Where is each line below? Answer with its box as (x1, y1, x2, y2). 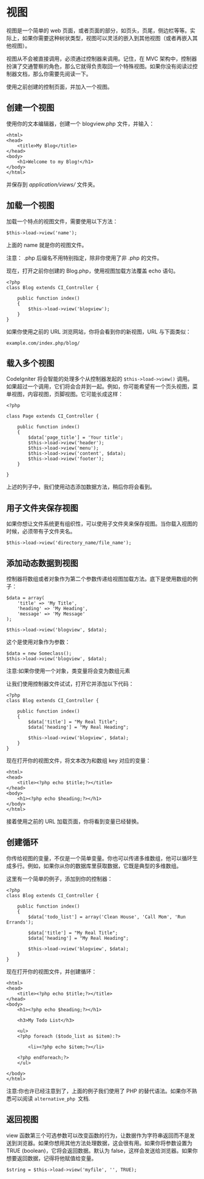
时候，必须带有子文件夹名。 (6, 527, 76, 535)
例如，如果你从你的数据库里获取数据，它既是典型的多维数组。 (27, 862, 182, 869)
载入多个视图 (6, 358, 55, 368)
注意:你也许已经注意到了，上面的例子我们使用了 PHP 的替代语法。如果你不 (6, 1087, 192, 1094)
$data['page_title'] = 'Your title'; (28, 434, 123, 441)
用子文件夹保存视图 (6, 503, 78, 513)
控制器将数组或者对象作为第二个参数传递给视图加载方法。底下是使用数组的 (6, 576, 192, 582)
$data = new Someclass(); (6, 650, 72, 656)
